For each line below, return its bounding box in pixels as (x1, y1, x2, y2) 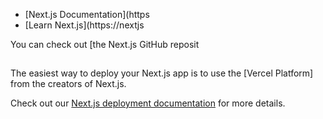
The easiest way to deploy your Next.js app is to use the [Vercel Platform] (10, 67, 314, 79)
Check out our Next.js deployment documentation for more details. (10, 97, 286, 109)
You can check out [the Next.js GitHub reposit (10, 39, 200, 50)
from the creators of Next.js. (10, 78, 127, 90)
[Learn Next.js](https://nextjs (24, 19, 145, 31)
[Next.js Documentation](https (24, 9, 150, 20)
